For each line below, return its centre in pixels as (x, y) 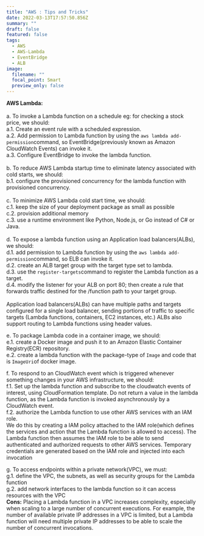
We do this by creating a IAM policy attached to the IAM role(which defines (100, 425)
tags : (13, 40)
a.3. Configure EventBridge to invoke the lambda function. (79, 155)
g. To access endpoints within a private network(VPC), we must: (87, 469)
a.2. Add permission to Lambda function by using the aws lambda (87, 136)
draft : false (23, 29)
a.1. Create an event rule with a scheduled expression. (74, 129)
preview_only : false (38, 86)
